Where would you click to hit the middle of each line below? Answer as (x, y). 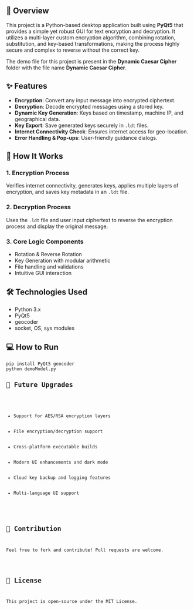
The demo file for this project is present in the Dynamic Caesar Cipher (91, 61)
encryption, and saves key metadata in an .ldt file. (68, 192)
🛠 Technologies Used (47, 292)
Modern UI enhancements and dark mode (61, 462)
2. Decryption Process (39, 207)
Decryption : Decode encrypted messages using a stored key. (89, 106)
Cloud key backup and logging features (62, 478)
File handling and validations (49, 267)
